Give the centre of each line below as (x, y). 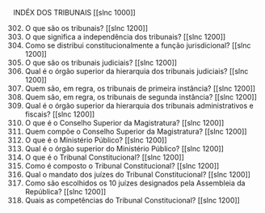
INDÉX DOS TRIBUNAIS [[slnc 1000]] (74, 13)
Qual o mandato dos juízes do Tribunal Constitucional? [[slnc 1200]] (138, 175)
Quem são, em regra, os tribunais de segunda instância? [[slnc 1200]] (141, 97)
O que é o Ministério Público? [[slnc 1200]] (96, 140)
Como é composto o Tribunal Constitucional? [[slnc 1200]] (122, 166)
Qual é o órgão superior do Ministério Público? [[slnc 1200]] (124, 149)
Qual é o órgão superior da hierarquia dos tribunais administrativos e (139, 106)
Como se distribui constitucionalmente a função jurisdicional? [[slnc (138, 45)
